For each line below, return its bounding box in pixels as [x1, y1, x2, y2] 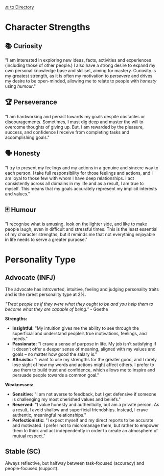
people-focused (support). [5, 466, 59, 472]
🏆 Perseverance [5, 98, 57, 106]
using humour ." [5, 83, 36, 89]
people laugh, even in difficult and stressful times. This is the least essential [5, 226, 158, 232]
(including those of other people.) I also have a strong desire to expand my [5, 62, 156, 68]
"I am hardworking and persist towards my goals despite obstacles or [5, 113, 145, 119]
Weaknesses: [5, 382, 34, 388]
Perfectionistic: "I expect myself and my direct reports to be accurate [12, 417, 154, 423]
